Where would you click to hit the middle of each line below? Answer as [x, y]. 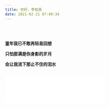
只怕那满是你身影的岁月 [28, 54]
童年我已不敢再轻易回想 [28, 43]
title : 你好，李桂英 [23, 10]
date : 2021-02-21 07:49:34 [32, 14]
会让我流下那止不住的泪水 [31, 64]
